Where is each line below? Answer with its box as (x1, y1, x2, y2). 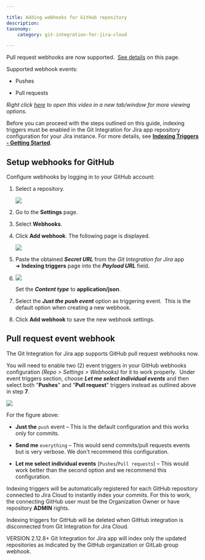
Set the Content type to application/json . (15, 286, 121, 293)
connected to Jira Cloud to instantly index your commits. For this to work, (6, 491, 192, 499)
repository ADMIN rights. (6, 504, 70, 512)
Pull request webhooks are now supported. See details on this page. (6, 53, 180, 61)
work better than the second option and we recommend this (15, 466, 167, 474)
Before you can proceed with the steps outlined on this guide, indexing (6, 120, 185, 127)
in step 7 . (6, 388, 30, 395)
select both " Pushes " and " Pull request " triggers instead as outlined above (6, 381, 196, 388)
